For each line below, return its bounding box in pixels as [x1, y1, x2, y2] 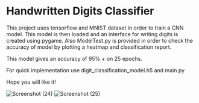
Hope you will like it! [6, 78, 56, 86]
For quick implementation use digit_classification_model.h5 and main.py [6, 66, 185, 73]
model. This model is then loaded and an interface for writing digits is [6, 30, 178, 37]
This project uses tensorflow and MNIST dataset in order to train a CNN [6, 24, 184, 31]
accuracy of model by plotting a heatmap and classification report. [6, 43, 172, 51]
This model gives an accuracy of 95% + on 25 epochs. [6, 55, 143, 62]
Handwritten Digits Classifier [6, 4, 154, 18]
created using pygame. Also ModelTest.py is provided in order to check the [6, 37, 193, 44]
